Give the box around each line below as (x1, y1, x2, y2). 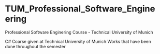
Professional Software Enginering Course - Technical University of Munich (5, 29, 153, 35)
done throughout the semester (5, 43, 66, 49)
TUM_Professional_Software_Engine (5, 3, 156, 14)
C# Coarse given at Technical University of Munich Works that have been (5, 38, 151, 44)
